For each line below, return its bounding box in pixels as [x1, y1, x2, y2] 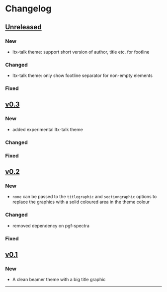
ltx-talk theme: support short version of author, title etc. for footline [12, 49, 150, 55]
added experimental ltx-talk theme [12, 126, 83, 132]
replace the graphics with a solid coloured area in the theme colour [12, 199, 150, 205]
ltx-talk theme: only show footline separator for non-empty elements [12, 73, 153, 78]
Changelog [5, 3, 52, 14]
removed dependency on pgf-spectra [12, 222, 89, 228]
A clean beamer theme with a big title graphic [12, 277, 106, 283]
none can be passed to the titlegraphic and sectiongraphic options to [12, 194, 157, 200]
